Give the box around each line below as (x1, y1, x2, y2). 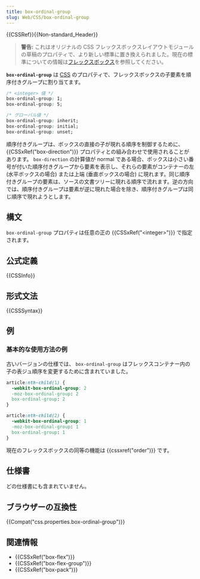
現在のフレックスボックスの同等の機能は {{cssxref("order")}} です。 (6, 447, 173, 454)
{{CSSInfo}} (6, 272, 36, 279)
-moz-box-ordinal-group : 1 (11, 423, 79, 430)
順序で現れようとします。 (11, 193, 74, 200)
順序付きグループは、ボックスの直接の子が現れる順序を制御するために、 (6, 140, 184, 147)
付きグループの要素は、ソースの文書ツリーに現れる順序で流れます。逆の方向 (6, 178, 194, 185)
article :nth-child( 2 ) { (6, 413, 66, 419)
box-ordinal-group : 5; (6, 101, 63, 108)
